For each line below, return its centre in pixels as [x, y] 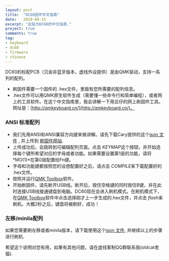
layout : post [19, 10]
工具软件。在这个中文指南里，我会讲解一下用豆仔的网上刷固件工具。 [92, 102]
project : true [20, 29]
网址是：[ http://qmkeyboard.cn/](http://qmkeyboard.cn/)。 [74, 108]
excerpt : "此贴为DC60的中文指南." [38, 24]
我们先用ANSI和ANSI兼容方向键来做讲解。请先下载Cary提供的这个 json [85, 134]
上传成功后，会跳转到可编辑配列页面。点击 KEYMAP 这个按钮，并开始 [84, 147]
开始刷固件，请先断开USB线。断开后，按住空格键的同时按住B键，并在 [85, 185]
